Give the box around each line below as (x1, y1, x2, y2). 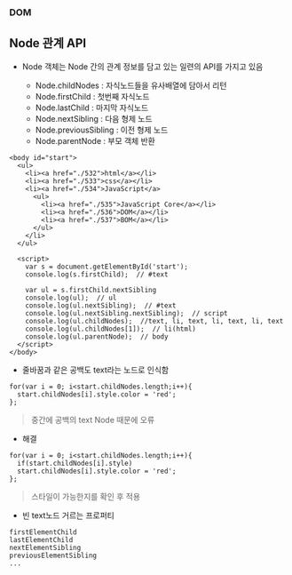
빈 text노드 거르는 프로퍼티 (21, 509, 115, 521)
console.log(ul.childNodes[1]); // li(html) (25, 324, 197, 333)
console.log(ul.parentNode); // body (25, 331, 169, 341)
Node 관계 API (9, 36, 87, 51)
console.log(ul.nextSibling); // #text (25, 300, 177, 310)
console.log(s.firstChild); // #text (25, 269, 169, 279)
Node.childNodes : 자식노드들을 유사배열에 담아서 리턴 (35, 80, 227, 91)
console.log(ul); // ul (25, 293, 117, 302)
